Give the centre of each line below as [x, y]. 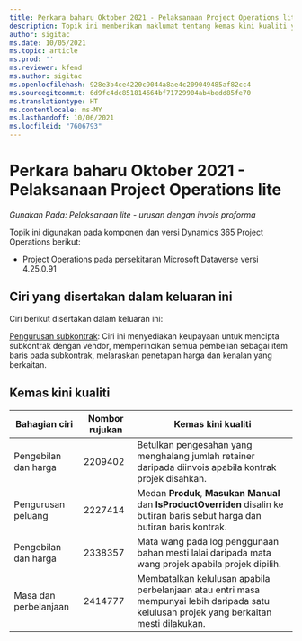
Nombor [106, 418]
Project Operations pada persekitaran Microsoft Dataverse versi [140, 259]
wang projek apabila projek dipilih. [209, 564]
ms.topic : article [44, 51]
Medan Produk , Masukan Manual [209, 493]
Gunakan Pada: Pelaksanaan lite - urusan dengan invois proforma [133, 214]
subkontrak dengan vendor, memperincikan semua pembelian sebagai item [148, 345]
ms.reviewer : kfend [46, 68]
